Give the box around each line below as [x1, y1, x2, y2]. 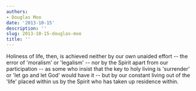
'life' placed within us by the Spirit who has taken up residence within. [6, 78, 179, 85]
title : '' [6, 36, 31, 42]
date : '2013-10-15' [6, 20, 55, 26]
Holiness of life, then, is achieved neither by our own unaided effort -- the [6, 53, 188, 59]
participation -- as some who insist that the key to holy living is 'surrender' [6, 65, 190, 72]
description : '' [6, 25, 47, 32]
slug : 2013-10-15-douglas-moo [6, 31, 82, 37]
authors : [6, 8, 28, 15]
